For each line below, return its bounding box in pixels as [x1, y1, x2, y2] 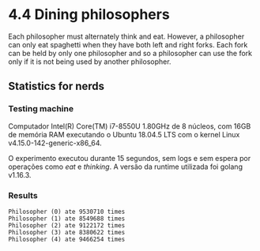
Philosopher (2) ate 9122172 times [8, 221, 126, 230]
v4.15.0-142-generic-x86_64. [8, 138, 103, 148]
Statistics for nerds [8, 80, 105, 93]
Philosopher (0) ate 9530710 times [8, 208, 126, 215]
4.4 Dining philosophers [8, 6, 170, 24]
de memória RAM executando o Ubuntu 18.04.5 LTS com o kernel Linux [8, 129, 240, 139]
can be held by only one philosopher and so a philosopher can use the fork [8, 48, 253, 58]
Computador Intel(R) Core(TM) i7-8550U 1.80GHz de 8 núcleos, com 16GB [8, 121, 251, 131]
